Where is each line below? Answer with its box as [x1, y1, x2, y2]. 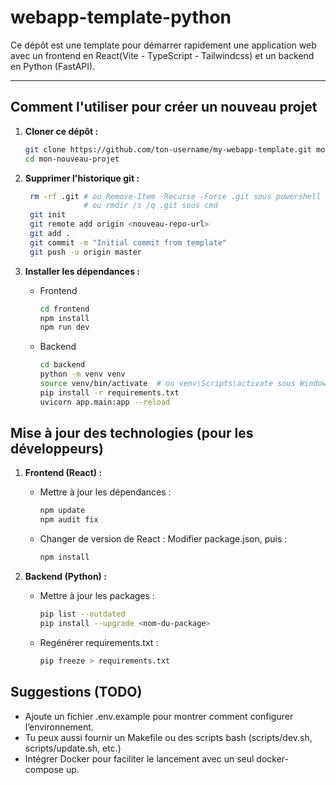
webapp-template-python [10, 6, 232, 29]
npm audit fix [39, 515, 99, 525]
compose [24, 763, 64, 775]
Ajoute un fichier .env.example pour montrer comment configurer [24, 710, 294, 722]
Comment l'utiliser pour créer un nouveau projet [10, 99, 318, 116]
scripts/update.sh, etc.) [24, 742, 122, 754]
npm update [39, 506, 86, 516]
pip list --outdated [39, 609, 126, 620]
